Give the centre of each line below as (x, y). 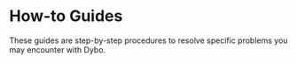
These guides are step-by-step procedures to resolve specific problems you (148, 40)
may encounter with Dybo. (58, 49)
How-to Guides (66, 16)
